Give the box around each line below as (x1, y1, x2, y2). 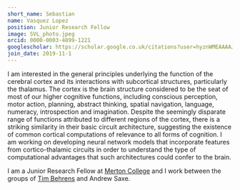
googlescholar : (7, 43, 53, 51)
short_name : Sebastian (7, 10, 75, 18)
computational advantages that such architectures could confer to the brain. (7, 152, 232, 161)
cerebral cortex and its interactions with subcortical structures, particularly (7, 77, 227, 85)
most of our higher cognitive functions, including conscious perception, (7, 92, 218, 100)
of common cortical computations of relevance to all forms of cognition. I (7, 130, 223, 139)
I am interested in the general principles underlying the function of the (7, 69, 214, 78)
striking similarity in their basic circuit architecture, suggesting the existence (7, 122, 232, 131)
